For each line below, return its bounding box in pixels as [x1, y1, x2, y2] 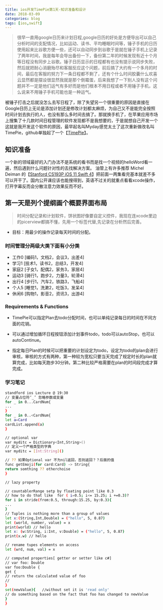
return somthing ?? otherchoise [5, 466, 70, 471]
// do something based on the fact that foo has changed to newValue [5, 592, 149, 597]
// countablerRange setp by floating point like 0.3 [5, 489, 114, 494]
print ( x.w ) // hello [5, 534, 47, 539]
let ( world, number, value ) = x [5, 520, 70, 525]
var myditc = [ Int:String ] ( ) [5, 449, 64, 454]
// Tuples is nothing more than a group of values [5, 511, 110, 516]
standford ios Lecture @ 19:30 [5, 390, 68, 396]
